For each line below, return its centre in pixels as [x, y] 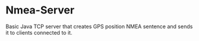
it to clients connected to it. [39, 32]
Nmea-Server [40, 10]
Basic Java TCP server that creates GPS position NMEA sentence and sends [99, 26]
